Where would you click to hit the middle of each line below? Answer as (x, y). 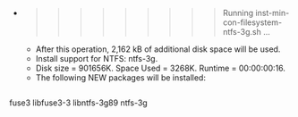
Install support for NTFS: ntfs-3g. (97, 58)
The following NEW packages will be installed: (120, 78)
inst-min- (272, 13)
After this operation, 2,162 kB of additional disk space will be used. (158, 49)
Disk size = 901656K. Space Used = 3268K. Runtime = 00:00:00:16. (161, 68)
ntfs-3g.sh (242, 32)
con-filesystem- (252, 22)
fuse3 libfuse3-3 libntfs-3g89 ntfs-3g (78, 103)
